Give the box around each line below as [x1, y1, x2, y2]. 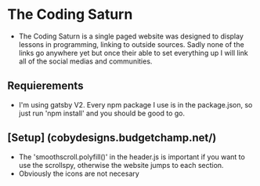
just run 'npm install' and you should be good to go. [18, 108, 186, 118]
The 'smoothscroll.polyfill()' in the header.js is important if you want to [18, 151, 246, 162]
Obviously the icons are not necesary [18, 169, 140, 178]
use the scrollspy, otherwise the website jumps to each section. [18, 160, 224, 170]
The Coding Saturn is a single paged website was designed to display [18, 31, 244, 41]
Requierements [7, 79, 84, 93]
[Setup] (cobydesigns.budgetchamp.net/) [7, 131, 217, 144]
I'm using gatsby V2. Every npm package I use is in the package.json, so [18, 100, 253, 109]
